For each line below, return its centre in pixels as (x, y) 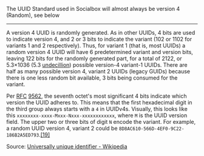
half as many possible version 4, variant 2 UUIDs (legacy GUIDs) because (98, 71)
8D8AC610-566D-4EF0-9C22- (151, 129)
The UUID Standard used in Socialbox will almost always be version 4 (93, 9)
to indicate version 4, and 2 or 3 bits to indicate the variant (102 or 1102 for (99, 39)
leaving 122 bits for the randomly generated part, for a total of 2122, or (94, 58)
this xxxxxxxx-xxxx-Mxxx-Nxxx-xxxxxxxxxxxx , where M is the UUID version (97, 115)
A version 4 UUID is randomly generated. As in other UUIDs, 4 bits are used (101, 32)
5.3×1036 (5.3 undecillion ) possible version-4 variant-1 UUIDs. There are (97, 65)
